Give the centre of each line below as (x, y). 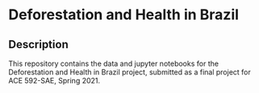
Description (38, 44)
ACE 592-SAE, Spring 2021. (54, 81)
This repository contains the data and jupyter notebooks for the (114, 63)
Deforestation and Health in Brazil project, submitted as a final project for (130, 72)
